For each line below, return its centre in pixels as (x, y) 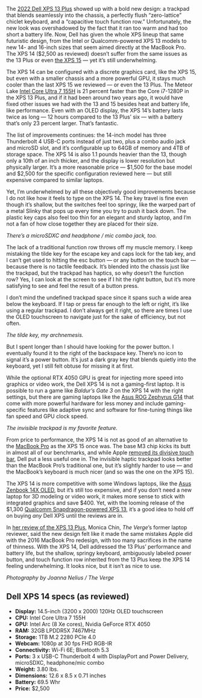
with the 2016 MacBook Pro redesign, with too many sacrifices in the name (99, 540)
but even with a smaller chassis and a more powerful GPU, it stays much (96, 78)
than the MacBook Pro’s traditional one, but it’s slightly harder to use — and (99, 465)
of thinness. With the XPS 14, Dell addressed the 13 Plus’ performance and (99, 546)
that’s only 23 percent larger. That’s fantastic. (62, 123)
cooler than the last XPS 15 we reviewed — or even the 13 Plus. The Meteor (99, 85)
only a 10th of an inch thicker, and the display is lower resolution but (90, 161)
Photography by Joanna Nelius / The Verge (60, 578)
